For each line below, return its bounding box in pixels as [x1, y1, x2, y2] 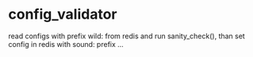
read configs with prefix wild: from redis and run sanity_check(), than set [8, 31, 246, 41]
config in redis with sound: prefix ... [8, 39, 125, 48]
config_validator [8, 5, 117, 23]
